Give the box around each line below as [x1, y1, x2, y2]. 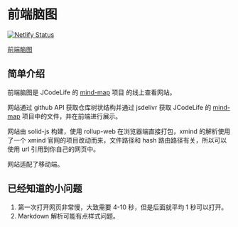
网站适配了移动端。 [7, 160, 64, 168]
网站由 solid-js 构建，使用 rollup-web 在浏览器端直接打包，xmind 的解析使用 [7, 127, 231, 135]
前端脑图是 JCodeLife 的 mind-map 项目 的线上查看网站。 [7, 88, 176, 96]
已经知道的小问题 [7, 182, 82, 195]
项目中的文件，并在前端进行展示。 [21, 111, 122, 121]
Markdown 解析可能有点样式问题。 [17, 211, 119, 220]
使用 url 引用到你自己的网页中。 [7, 145, 100, 153]
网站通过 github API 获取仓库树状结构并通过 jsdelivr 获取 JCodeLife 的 [7, 103, 212, 111]
